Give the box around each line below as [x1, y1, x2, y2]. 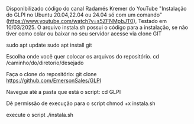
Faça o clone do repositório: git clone [6, 71, 97, 77]
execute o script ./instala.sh [6, 112, 74, 118]
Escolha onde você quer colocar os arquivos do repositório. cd [6, 53, 160, 60]
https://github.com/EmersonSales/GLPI [6, 77, 102, 84]
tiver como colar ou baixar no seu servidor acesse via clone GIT [6, 30, 162, 37]
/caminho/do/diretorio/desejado [6, 59, 84, 66]
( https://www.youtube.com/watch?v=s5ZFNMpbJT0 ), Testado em [6, 18, 167, 24]
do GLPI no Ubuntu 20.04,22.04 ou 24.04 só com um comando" [6, 11, 163, 18]
